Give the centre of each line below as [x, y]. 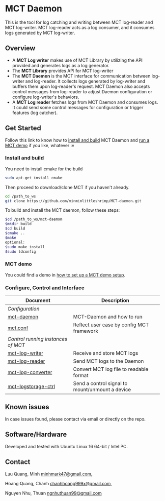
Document [38, 301]
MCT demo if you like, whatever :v [40, 145]
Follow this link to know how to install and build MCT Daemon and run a [77, 140]
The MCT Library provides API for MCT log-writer [63, 71]
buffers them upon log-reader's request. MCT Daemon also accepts [81, 86]
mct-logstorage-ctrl [31, 386]
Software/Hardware [36, 435]
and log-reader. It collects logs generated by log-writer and [85, 81]
